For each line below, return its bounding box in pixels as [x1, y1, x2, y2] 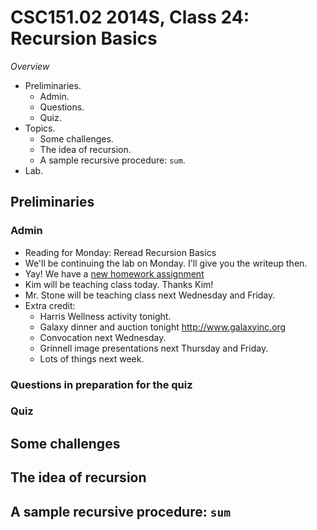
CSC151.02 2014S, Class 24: [10, 6, 250, 29]
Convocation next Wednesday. [39, 331, 167, 343]
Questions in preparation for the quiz [10, 377, 193, 391]
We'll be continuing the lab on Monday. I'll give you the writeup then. [24, 257, 308, 269]
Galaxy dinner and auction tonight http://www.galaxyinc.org [39, 321, 287, 333]
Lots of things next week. [39, 352, 145, 365]
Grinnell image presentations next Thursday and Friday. [39, 342, 269, 354]
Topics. [24, 122, 56, 134]
